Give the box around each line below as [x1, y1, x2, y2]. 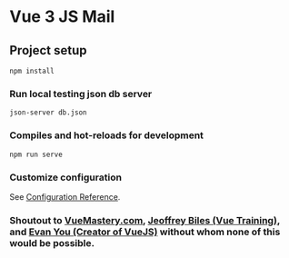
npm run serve [9, 150, 64, 159]
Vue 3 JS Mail [9, 6, 115, 27]
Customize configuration [9, 171, 123, 184]
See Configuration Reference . [9, 191, 121, 202]
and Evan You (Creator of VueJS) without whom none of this [9, 225, 281, 238]
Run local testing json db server [9, 87, 153, 100]
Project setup [9, 43, 88, 58]
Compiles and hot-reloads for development [9, 129, 204, 142]
